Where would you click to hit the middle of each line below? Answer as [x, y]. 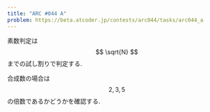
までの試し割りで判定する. [45, 64]
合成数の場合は [29, 78]
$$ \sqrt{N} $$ [117, 52]
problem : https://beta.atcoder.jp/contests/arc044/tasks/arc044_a [105, 20]
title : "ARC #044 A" [37, 13]
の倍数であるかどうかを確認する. [54, 101]
